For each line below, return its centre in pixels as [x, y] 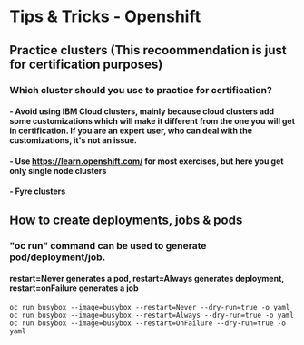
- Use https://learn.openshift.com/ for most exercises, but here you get [147, 161]
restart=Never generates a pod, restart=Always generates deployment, [147, 279]
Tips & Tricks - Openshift [105, 17]
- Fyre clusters [38, 191]
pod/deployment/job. [58, 257]
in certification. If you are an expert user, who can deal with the [131, 131]
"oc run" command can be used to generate [108, 245]
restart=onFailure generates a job [74, 288]
